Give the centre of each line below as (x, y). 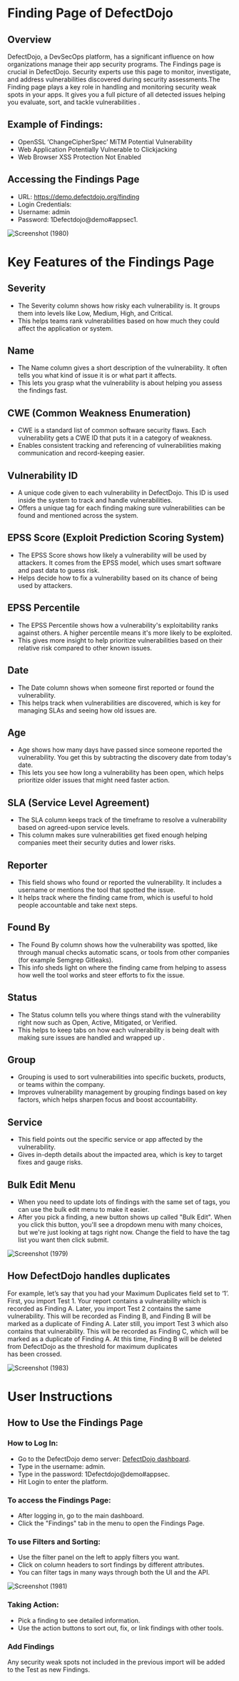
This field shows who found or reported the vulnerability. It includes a (120, 882)
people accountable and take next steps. (77, 905)
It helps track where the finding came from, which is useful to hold (115, 897)
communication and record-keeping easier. (81, 453)
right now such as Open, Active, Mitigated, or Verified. (97, 1022)
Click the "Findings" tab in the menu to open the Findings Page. (111, 1523)
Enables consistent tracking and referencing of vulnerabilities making (119, 446)
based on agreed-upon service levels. (73, 828)
